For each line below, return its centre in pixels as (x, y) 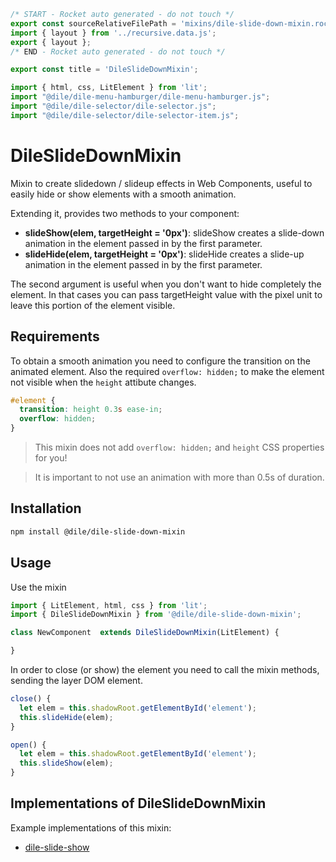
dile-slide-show (57, 847)
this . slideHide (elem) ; (66, 717)
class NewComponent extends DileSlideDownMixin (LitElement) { (145, 633)
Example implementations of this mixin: (91, 827)
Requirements (55, 336)
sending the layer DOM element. (76, 680)
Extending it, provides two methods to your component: (125, 213)
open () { (28, 745)
